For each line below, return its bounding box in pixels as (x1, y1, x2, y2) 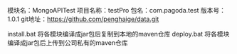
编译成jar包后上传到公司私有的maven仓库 (7, 39, 128, 47)
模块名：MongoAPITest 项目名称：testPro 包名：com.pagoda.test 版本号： (7, 6, 226, 14)
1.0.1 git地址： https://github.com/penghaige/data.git (7, 15, 159, 23)
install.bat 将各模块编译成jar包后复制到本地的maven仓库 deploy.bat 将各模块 (7, 30, 230, 38)
